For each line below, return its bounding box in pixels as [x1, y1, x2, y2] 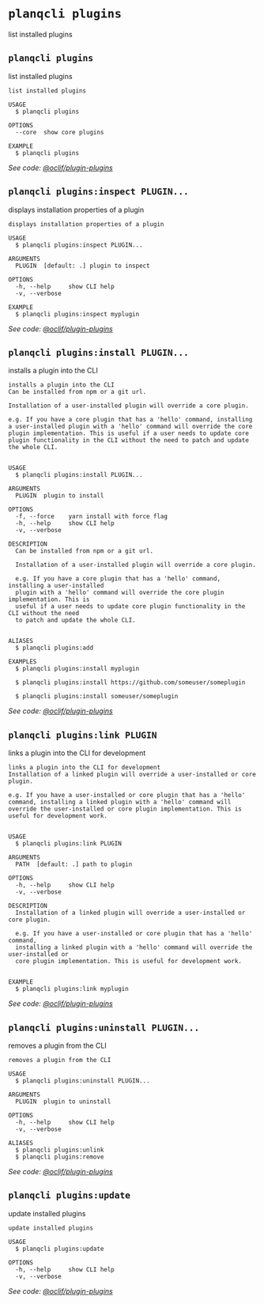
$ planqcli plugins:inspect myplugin [15, 310, 140, 318]
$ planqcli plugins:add [15, 644, 93, 652]
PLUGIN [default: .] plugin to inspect [15, 262, 150, 270]
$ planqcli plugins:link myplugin [15, 985, 129, 993]
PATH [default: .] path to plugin [15, 860, 133, 868]
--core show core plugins [15, 128, 104, 136]
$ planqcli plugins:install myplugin [15, 665, 140, 673]
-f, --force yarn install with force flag [15, 512, 168, 520]
